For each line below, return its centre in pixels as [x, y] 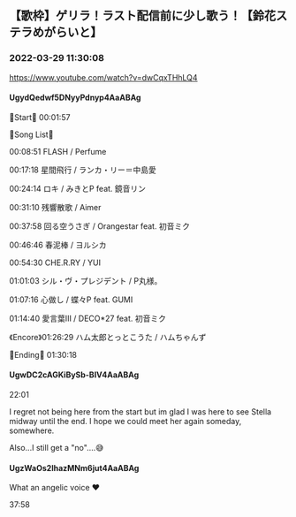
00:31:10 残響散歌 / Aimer [55, 207]
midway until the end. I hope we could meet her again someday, [125, 422]
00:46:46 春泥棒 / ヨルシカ [58, 245]
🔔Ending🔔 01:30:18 [43, 354]
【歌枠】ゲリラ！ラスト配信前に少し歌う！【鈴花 [143, 16]
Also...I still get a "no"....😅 [57, 448]
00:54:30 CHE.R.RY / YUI [55, 262]
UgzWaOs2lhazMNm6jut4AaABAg [74, 468]
